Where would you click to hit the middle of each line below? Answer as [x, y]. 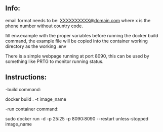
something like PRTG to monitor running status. [54, 61]
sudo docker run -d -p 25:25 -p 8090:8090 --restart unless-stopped [77, 118]
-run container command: [32, 109]
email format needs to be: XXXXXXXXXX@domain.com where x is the [78, 20]
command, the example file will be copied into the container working [77, 41]
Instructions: [26, 77]
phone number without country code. [44, 26]
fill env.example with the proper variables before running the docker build [82, 35]
